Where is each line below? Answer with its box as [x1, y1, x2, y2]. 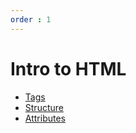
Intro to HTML [10, 57, 127, 80]
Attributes [24, 112, 66, 124]
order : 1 [10, 14, 52, 25]
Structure [24, 101, 64, 113]
